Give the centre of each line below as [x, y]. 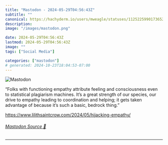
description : [19, 24]
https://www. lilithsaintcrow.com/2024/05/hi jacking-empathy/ [68, 115]
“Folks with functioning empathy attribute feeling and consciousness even [81, 89]
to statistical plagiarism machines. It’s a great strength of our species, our [81, 95]
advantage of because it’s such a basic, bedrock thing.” [62, 105]
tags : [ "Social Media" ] [30, 51]
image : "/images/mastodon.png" [38, 29]
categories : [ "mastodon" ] [32, 61]
